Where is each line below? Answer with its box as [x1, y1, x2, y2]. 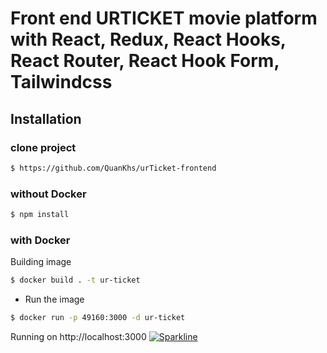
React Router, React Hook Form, [10, 50, 280, 72]
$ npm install [10, 210, 70, 220]
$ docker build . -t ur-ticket [10, 275, 141, 286]
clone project [10, 140, 77, 154]
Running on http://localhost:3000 [10, 330, 147, 342]
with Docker [10, 233, 71, 247]
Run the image [24, 293, 85, 306]
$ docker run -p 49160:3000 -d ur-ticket [10, 313, 186, 323]
